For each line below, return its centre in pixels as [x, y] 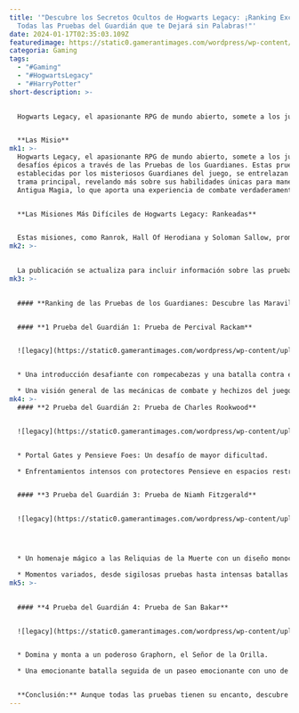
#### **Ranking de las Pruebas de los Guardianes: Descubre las [139, 303]
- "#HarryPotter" [49, 84]
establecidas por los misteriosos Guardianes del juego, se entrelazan [153, 173]
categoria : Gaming [43, 51]
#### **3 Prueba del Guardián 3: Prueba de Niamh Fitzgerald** [137, 496]
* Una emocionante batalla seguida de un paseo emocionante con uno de [153, 671]
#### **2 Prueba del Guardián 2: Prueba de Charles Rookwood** [137, 407]
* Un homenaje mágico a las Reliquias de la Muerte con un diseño [143, 559]
